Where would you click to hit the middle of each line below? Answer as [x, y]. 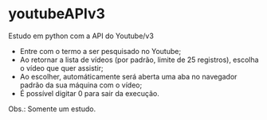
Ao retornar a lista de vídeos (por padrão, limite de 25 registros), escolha [139, 60]
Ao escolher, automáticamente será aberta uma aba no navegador [128, 76]
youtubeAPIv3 [57, 14]
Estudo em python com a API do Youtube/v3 [81, 36]
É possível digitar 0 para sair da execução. [89, 93]
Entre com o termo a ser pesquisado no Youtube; [100, 51]
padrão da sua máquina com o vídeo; [81, 85]
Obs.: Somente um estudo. [52, 109]
